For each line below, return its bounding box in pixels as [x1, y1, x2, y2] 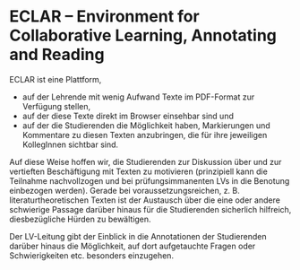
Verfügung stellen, [21, 100, 91, 111]
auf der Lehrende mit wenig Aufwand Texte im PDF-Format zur [21, 91, 255, 102]
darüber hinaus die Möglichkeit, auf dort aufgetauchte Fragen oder [9, 240, 256, 251]
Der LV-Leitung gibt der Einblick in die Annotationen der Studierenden [9, 231, 267, 241]
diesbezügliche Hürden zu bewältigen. [9, 213, 151, 224]
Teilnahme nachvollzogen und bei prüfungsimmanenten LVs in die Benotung [9, 175, 290, 186]
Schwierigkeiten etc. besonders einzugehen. [9, 249, 175, 261]
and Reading [9, 45, 105, 65]
